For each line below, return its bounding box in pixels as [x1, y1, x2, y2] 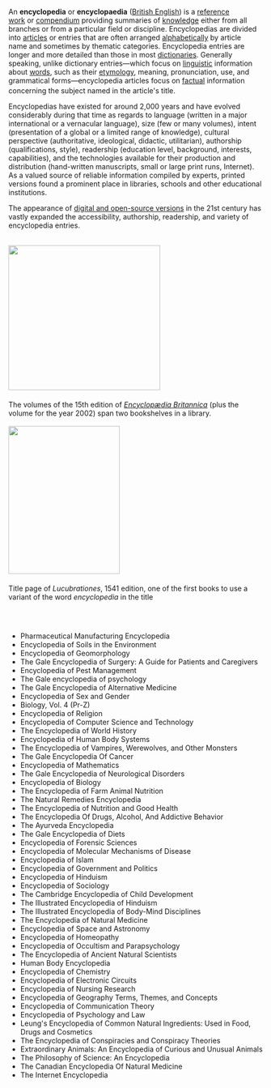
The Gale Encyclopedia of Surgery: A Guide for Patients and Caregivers [19, 657, 259, 667]
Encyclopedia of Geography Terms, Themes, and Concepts [19, 992, 218, 1003]
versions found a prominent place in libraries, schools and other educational [8, 178, 262, 189]
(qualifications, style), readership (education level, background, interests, [8, 144, 252, 154]
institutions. [8, 187, 47, 197]
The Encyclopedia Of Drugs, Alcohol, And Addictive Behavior [19, 812, 224, 821]
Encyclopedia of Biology [19, 778, 101, 787]
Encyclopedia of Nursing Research [19, 984, 136, 994]
